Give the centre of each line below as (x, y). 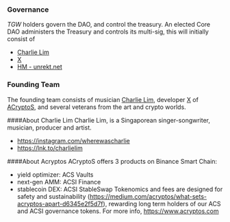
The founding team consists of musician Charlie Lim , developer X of (103, 99)
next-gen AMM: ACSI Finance (59, 182)
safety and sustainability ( (53, 196)
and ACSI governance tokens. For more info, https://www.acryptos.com (118, 211)
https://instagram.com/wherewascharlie (73, 140)
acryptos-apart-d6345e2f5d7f (60, 203)
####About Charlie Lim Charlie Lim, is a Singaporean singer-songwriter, (109, 120)
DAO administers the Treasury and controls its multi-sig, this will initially (108, 32)
